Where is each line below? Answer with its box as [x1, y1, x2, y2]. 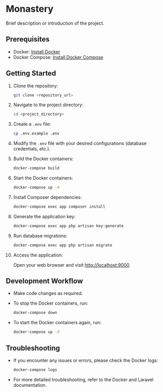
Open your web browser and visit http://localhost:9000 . [13, 262, 131, 268]
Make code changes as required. [13, 290, 83, 296]
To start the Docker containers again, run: [13, 320, 101, 326]
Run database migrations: [13, 232, 68, 239]
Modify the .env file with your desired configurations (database [13, 140, 147, 146]
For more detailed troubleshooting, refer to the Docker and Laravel [13, 376, 154, 383]
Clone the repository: [13, 83, 58, 89]
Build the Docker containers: [13, 156, 74, 162]
